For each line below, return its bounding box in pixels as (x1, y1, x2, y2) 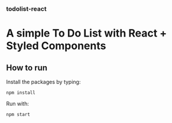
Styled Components (6, 39, 106, 53)
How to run (6, 63, 48, 73)
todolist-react (6, 5, 47, 13)
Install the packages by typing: (6, 78, 81, 85)
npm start (6, 111, 31, 117)
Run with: (6, 100, 30, 107)
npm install (6, 89, 35, 96)
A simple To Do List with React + (6, 27, 167, 40)
